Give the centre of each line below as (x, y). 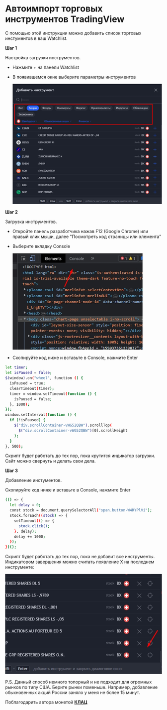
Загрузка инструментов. (31, 222)
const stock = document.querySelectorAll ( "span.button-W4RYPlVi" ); (81, 510)
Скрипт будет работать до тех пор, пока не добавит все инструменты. (80, 557)
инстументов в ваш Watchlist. (37, 38)
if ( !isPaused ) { (28, 420)
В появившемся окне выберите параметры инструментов (74, 77)
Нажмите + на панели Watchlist (46, 67)
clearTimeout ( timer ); (32, 388)
